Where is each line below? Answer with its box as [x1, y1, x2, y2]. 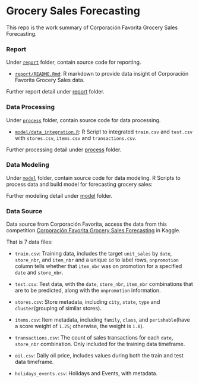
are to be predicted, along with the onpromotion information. [14, 287, 161, 294]
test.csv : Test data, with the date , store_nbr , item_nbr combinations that [14, 281, 193, 288]
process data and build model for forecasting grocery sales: [6, 180, 153, 188]
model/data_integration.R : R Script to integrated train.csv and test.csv [14, 128, 193, 135]
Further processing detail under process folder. [6, 146, 122, 153]
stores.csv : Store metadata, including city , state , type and [14, 298, 160, 306]
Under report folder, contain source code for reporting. [6, 58, 141, 66]
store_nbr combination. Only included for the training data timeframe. [14, 341, 185, 348]
